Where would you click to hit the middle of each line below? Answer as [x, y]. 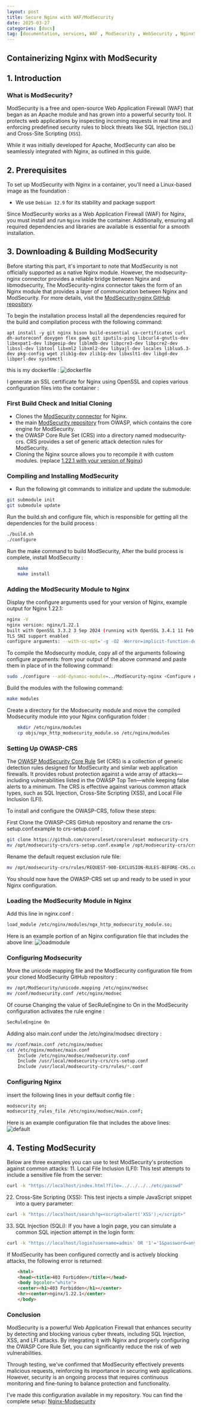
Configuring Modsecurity [44, 957]
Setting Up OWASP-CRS [42, 748]
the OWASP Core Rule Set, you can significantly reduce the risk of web [94, 1347]
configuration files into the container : [53, 387]
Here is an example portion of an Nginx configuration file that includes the [98, 936]
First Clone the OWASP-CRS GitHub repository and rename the [84, 823]
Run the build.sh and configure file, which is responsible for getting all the [98, 517]
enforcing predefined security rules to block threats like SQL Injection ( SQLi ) [100, 127]
